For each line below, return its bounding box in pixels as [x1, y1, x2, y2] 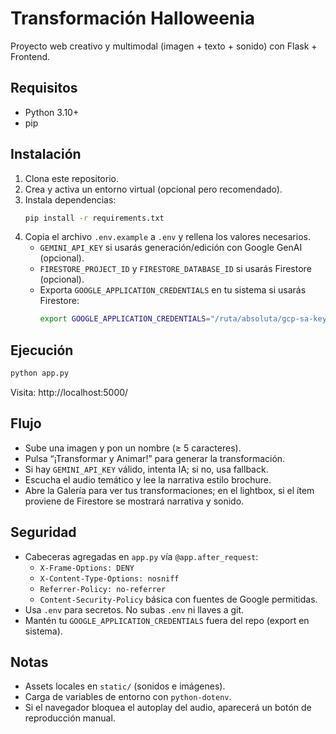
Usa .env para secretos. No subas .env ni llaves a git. [24, 603, 245, 616]
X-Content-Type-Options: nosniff [39, 573, 180, 584]
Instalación [10, 146, 82, 163]
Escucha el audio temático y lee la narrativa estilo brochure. [24, 473, 272, 486]
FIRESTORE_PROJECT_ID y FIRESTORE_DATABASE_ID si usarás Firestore [39, 263, 312, 275]
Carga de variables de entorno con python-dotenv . [24, 691, 232, 703]
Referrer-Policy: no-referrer [39, 584, 167, 594]
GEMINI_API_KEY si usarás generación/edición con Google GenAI [39, 242, 303, 254]
